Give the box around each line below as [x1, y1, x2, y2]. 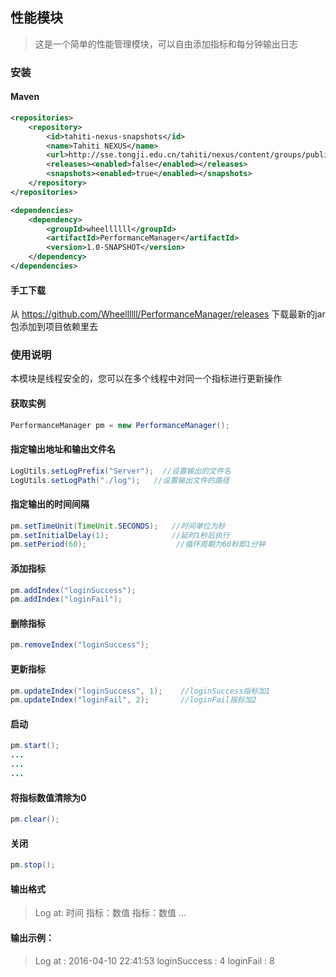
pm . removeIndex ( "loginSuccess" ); [10, 640, 150, 650]
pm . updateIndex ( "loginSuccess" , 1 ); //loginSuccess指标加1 [10, 686, 271, 696]
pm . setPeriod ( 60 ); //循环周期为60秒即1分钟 [10, 539, 266, 550]
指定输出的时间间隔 [10, 498, 90, 510]
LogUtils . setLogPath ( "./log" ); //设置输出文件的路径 [10, 475, 230, 485]
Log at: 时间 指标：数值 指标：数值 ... [34, 907, 187, 919]
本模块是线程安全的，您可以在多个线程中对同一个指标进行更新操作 [10, 373, 282, 385]
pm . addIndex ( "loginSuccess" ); [10, 585, 137, 595]
